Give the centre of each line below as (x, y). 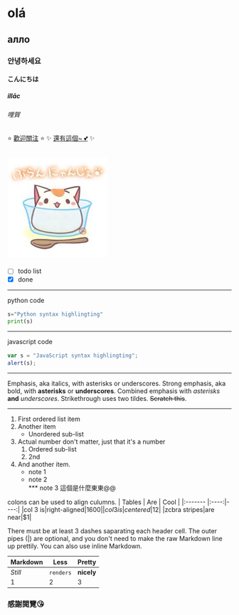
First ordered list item (49, 419)
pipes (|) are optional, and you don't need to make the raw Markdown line (115, 539)
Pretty (87, 562)
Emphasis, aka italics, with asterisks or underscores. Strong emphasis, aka (117, 384)
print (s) (20, 321)
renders (60, 573)
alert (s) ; (22, 363)
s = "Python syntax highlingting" (55, 314)
